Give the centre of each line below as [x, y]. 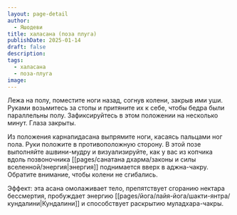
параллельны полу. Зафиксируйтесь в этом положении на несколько [113, 115]
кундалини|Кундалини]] [44, 204]
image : [17, 80]
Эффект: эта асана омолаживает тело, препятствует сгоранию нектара [116, 189]
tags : [15, 61]
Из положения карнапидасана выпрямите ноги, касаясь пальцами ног [115, 137]
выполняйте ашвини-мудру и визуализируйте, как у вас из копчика [110, 152]
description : [27, 54]
